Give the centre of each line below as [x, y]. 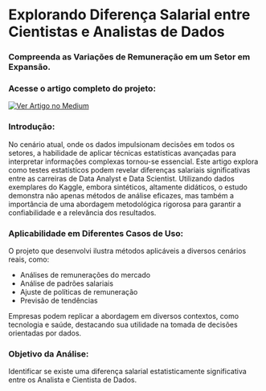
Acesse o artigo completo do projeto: [82, 88]
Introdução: [32, 127]
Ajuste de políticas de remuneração [79, 292]
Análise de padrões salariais [67, 283]
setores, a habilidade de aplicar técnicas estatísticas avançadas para [123, 153]
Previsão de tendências [59, 300]
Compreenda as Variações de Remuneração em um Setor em [129, 57]
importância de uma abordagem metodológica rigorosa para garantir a [125, 204]
